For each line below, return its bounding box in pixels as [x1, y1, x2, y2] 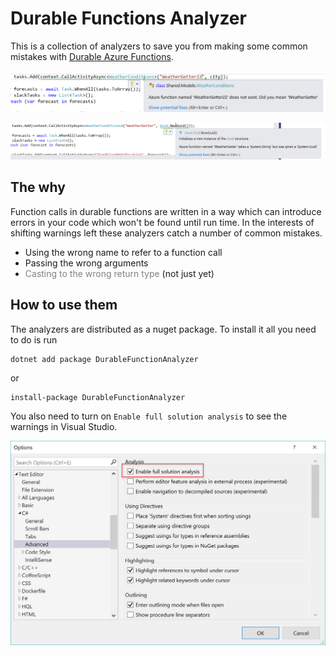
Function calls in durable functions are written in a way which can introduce [10, 205, 322, 217]
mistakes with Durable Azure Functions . [10, 50, 174, 62]
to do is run [10, 333, 58, 346]
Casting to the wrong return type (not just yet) [24, 267, 215, 279]
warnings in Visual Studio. [10, 420, 118, 432]
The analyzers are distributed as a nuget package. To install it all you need [10, 323, 317, 335]
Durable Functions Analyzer [10, 7, 247, 30]
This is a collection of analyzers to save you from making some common [10, 40, 308, 52]
